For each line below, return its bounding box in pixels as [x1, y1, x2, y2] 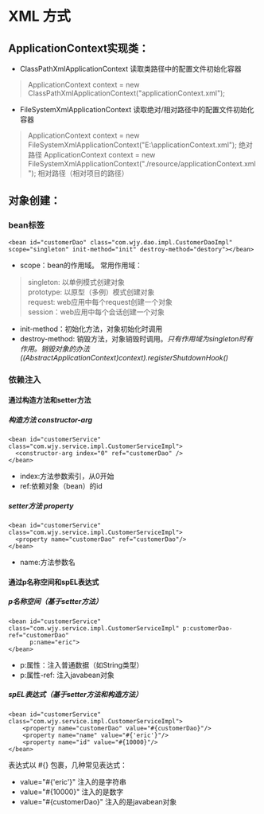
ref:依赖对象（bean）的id [19, 481, 103, 491]
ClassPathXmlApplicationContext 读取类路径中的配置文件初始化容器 [19, 64, 242, 73]
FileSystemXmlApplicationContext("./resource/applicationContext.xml [27, 159, 256, 168]
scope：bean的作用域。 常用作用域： [19, 260, 143, 270]
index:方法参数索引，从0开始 [19, 471, 115, 481]
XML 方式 [8, 7, 72, 25]
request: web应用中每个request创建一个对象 [27, 297, 173, 306]
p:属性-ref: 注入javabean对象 [19, 670, 115, 680]
